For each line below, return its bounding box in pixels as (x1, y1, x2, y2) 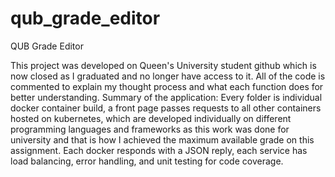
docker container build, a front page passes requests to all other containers (10, 102, 322, 114)
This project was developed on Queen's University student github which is (10, 59, 317, 71)
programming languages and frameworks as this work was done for (10, 123, 290, 135)
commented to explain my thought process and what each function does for (10, 80, 324, 92)
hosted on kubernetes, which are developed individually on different (10, 112, 292, 124)
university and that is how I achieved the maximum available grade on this (10, 133, 315, 146)
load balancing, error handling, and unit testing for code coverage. (10, 155, 284, 167)
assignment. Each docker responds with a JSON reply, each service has (10, 144, 308, 156)
